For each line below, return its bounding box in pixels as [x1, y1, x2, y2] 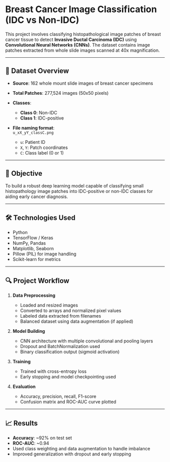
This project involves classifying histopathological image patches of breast [5, 31, 161, 37]
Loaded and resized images [20, 302, 78, 309]
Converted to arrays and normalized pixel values [20, 307, 121, 314]
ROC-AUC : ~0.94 [12, 440, 50, 446]
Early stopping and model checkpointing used [20, 374, 116, 380]
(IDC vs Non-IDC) [5, 14, 79, 26]
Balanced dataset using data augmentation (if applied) [20, 318, 134, 325]
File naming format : [12, 125, 55, 131]
